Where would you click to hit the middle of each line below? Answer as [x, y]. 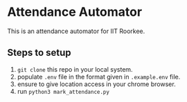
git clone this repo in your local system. [75, 69]
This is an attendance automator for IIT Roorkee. [76, 31]
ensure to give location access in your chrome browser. [96, 84]
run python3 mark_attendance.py [63, 91]
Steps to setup [39, 53]
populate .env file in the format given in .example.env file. [99, 76]
